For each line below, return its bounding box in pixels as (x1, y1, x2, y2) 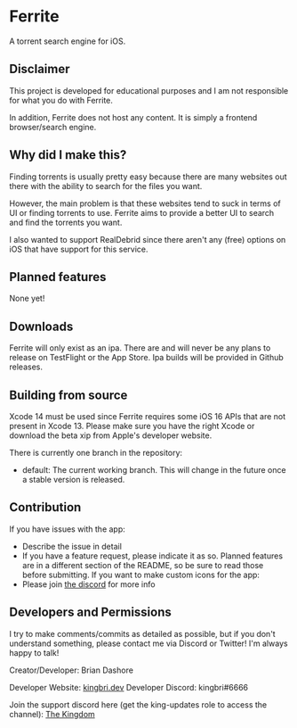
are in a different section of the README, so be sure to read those (21, 559, 264, 570)
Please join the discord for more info (21, 578, 156, 590)
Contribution (9, 500, 82, 515)
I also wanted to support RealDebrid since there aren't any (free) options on (9, 234, 286, 244)
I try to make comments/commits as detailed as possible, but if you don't (9, 628, 276, 639)
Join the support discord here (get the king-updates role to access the (9, 699, 268, 710)
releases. (9, 361, 43, 372)
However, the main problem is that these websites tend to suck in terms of (9, 198, 282, 209)
